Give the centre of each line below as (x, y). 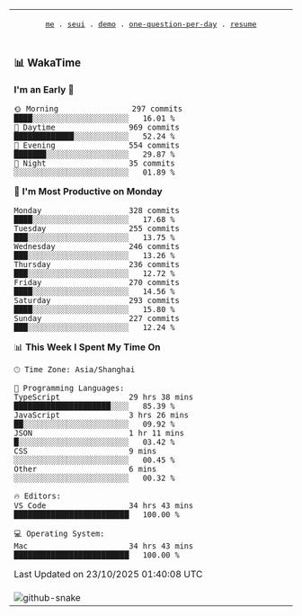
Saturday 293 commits (97, 300)
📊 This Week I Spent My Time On (87, 347)
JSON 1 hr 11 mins (99, 433)
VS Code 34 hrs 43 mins (104, 505)
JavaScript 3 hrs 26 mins (101, 415)
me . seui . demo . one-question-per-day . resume (151, 24)
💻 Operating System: (59, 533)
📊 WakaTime (48, 63)
